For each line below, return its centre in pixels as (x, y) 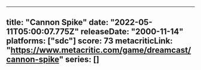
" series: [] (79, 60)
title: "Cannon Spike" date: (57, 22)
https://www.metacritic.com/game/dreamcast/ (101, 50)
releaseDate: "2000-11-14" (132, 32)
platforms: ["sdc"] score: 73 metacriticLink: (90, 41)
